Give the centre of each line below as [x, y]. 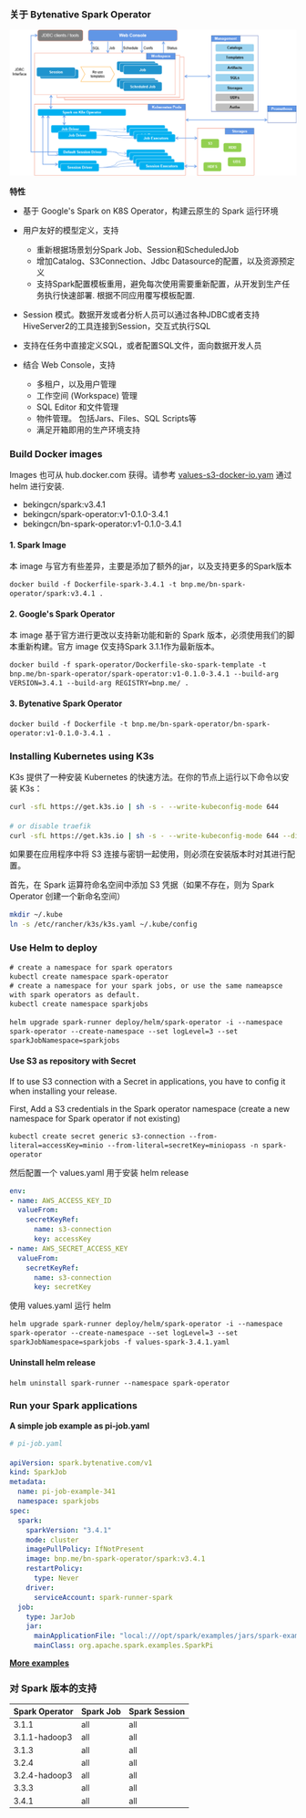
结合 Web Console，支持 [69, 364]
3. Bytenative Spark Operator [66, 703]
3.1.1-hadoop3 [43, 1737]
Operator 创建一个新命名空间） [67, 897]
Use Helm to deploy [54, 948]
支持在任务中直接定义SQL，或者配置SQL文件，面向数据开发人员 [142, 345]
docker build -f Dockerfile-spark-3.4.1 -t [93, 585]
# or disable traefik [51, 826]
